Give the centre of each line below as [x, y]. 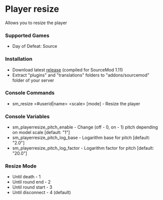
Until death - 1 [26, 177]
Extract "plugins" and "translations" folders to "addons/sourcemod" [81, 75]
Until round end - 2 [31, 182]
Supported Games [27, 35]
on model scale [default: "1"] [41, 133]
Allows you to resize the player [36, 23]
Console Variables [27, 116]
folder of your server [33, 80]
